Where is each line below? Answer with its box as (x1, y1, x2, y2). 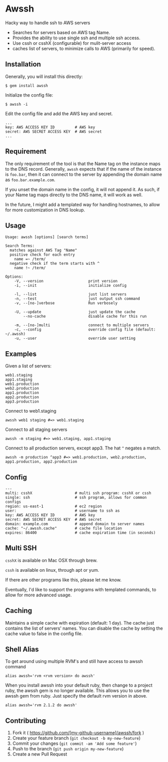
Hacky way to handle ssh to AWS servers (5, 20, 90, 26)
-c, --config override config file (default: (14, 327, 156, 332)
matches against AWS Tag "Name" (10, 248, 78, 253)
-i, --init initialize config (14, 283, 127, 288)
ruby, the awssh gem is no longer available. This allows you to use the (5, 688, 150, 694)
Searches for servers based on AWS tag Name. (12, 29, 110, 35)
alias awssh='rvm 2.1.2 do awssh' (5, 703, 78, 708)
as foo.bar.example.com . (5, 177, 56, 183)
